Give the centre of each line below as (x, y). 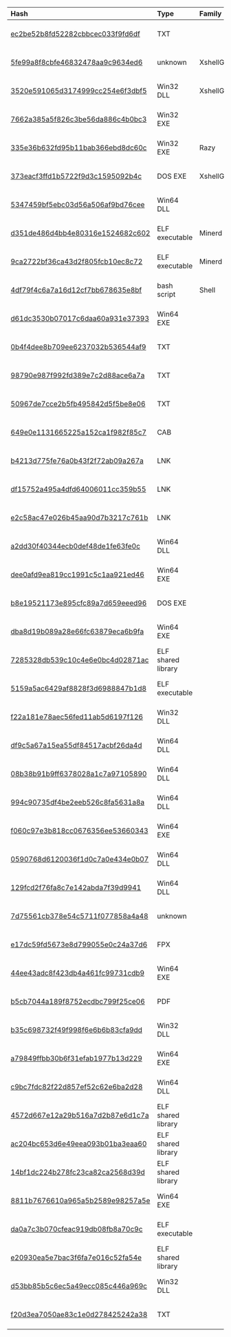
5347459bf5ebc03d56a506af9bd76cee (78, 205)
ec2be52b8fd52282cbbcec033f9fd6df (76, 34)
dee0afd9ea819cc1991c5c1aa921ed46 (77, 574)
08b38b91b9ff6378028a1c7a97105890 (79, 774)
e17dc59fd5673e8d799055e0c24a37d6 (79, 944)
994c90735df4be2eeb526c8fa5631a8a (78, 802)
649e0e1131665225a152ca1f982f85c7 (78, 432)
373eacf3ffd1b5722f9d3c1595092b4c (76, 176)
